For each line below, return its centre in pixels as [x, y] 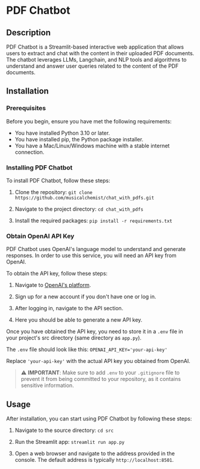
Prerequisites [26, 108]
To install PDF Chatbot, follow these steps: [58, 180]
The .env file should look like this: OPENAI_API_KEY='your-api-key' [87, 350]
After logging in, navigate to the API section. [69, 308]
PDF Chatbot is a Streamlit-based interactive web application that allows [95, 47]
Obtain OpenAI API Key [40, 236]
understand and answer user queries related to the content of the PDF [93, 66]
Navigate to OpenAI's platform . [53, 285]
